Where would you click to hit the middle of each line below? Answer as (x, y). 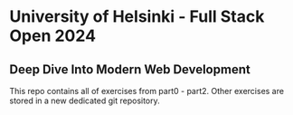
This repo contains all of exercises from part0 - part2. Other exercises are (147, 91)
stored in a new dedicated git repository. (85, 101)
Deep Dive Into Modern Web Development (130, 69)
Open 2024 (53, 36)
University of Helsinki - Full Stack (137, 17)
